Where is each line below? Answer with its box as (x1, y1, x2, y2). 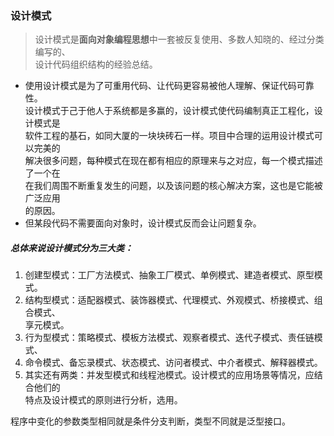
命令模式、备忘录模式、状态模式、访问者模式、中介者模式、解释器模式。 (24, 357, 323, 369)
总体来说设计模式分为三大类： (10, 242, 133, 254)
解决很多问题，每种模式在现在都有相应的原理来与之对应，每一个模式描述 (24, 155, 323, 167)
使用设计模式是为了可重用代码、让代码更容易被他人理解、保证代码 (24, 80, 297, 92)
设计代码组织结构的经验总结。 (34, 58, 158, 71)
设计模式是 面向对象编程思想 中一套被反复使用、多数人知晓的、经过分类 (34, 33, 325, 46)
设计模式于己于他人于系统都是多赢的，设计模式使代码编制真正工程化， (24, 105, 315, 117)
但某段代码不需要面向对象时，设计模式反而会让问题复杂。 (24, 217, 262, 229)
